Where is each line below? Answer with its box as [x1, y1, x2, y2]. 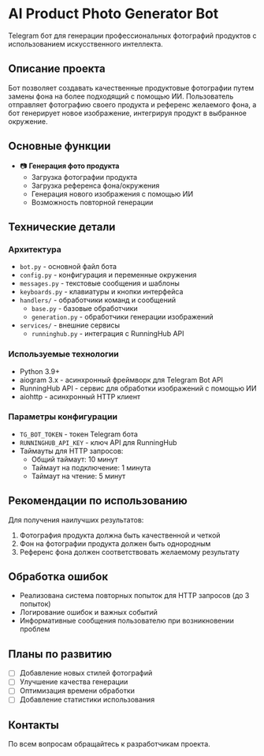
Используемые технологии [8, 349, 120, 360]
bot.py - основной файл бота [19, 262, 117, 271]
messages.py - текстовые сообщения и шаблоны [19, 279, 180, 288]
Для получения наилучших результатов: [8, 515, 144, 525]
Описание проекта [8, 62, 106, 76]
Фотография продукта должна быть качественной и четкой [19, 530, 221, 540]
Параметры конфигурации [8, 411, 118, 422]
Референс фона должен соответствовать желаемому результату [19, 547, 240, 556]
